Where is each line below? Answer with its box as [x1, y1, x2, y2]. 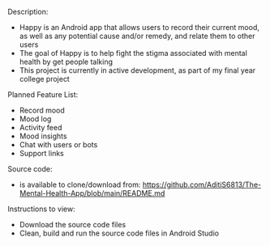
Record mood [19, 105, 66, 115]
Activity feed [19, 123, 62, 132]
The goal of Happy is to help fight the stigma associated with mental [19, 49, 248, 57]
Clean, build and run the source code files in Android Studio [19, 228, 220, 238]
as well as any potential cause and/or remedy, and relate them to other [19, 32, 255, 40]
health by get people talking [19, 57, 114, 66]
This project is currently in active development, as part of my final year [19, 66, 256, 75]
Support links [19, 149, 64, 158]
